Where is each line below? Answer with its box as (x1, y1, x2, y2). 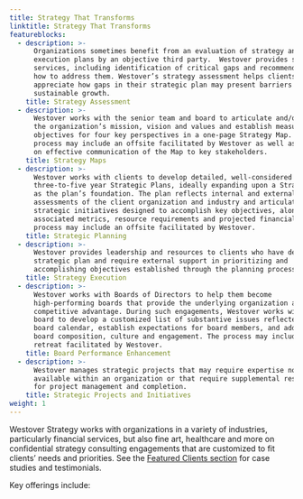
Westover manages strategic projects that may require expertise (32, 365, 284, 374)
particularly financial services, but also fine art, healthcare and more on (9, 433, 275, 444)
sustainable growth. (32, 88, 111, 97)
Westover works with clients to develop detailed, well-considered (32, 172, 293, 181)
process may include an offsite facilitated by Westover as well (32, 139, 284, 148)
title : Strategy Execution (25, 273, 127, 282)
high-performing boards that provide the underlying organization (32, 299, 289, 308)
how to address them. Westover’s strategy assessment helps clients (32, 72, 297, 81)
